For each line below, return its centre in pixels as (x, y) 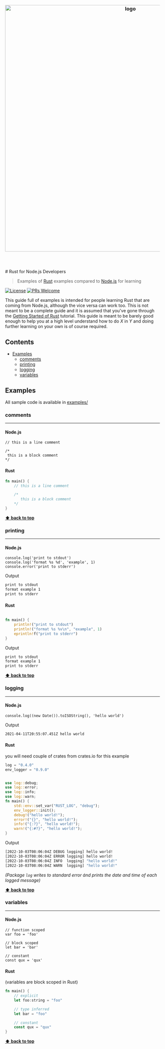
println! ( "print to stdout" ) (44, 625)
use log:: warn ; (21, 797)
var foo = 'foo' (22, 935)
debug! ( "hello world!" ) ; (39, 815)
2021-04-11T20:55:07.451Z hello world (45, 734)
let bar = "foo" (31, 1014)
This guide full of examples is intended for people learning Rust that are (77, 300)
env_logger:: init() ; (35, 810)
